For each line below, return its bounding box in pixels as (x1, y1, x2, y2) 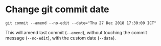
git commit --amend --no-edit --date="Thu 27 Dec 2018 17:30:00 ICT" (5, 20, 157, 26)
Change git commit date (5, 4, 109, 15)
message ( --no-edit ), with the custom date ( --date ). (5, 35, 116, 41)
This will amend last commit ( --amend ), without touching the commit (5, 29, 147, 35)
